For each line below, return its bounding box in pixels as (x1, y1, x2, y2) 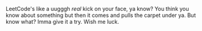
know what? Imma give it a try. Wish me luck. (6, 18, 120, 25)
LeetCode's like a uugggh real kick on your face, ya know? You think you (6, 5, 189, 12)
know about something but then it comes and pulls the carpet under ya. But (6, 12, 196, 19)
